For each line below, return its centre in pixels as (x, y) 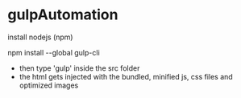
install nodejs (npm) (40, 37)
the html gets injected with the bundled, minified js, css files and (126, 76)
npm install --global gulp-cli (54, 52)
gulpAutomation (63, 15)
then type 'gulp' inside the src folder (79, 68)
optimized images (49, 85)
